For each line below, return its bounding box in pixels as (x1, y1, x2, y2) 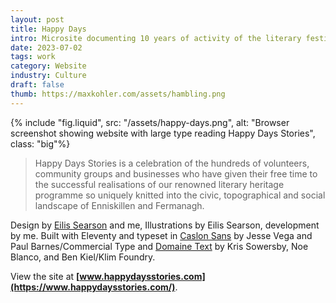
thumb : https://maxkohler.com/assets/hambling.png (10, 89, 226, 99)
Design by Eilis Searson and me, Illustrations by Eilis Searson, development (10, 219, 320, 231)
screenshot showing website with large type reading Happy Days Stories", (10, 127, 316, 139)
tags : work (10, 52, 56, 62)
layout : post (10, 14, 65, 25)
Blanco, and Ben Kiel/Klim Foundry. (10, 251, 156, 263)
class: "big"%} (10, 137, 71, 150)
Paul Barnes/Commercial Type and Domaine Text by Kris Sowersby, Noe (10, 240, 309, 252)
